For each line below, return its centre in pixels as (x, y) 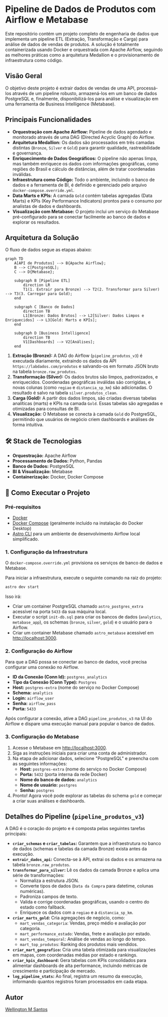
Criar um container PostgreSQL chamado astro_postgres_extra (78, 606)
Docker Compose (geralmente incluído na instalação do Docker (78, 523)
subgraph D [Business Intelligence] (52, 333)
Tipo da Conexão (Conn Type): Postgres (54, 682)
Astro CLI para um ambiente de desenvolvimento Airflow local (76, 533)
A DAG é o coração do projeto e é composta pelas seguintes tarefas (75, 828)
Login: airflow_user (33, 698)
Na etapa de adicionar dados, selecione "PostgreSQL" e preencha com (85, 758)
